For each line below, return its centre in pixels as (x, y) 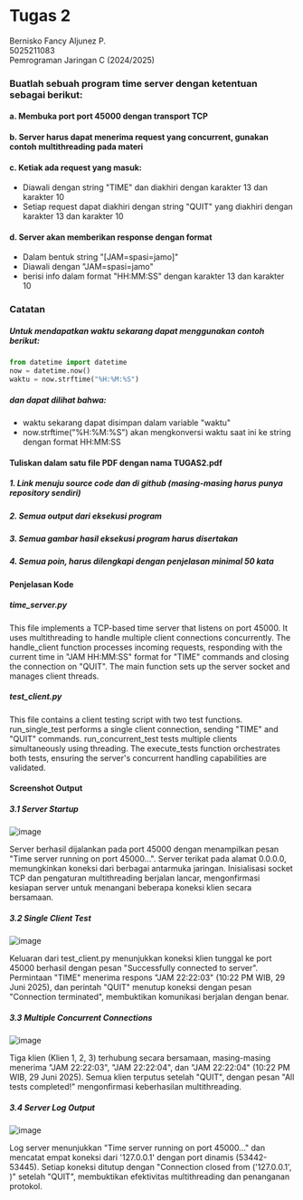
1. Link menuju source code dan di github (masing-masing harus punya (146, 483)
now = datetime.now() (50, 371)
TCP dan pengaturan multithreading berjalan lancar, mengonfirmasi (135, 878)
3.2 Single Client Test (51, 918)
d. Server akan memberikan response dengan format (111, 237)
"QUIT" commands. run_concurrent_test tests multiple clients (123, 738)
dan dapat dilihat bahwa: (58, 400)
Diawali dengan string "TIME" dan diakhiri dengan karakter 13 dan (145, 187)
